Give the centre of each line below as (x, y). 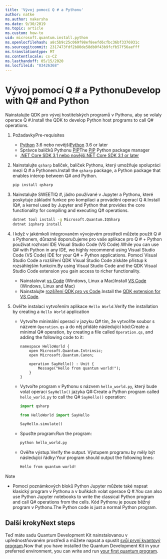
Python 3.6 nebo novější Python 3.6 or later (64, 145)
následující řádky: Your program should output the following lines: (87, 457)
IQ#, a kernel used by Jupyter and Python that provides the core (78, 205)
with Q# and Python (47, 101)
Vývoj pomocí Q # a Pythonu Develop (83, 90)
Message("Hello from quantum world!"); (79, 368)
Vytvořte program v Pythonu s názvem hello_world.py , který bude (88, 386)
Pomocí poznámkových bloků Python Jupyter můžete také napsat (80, 486)
